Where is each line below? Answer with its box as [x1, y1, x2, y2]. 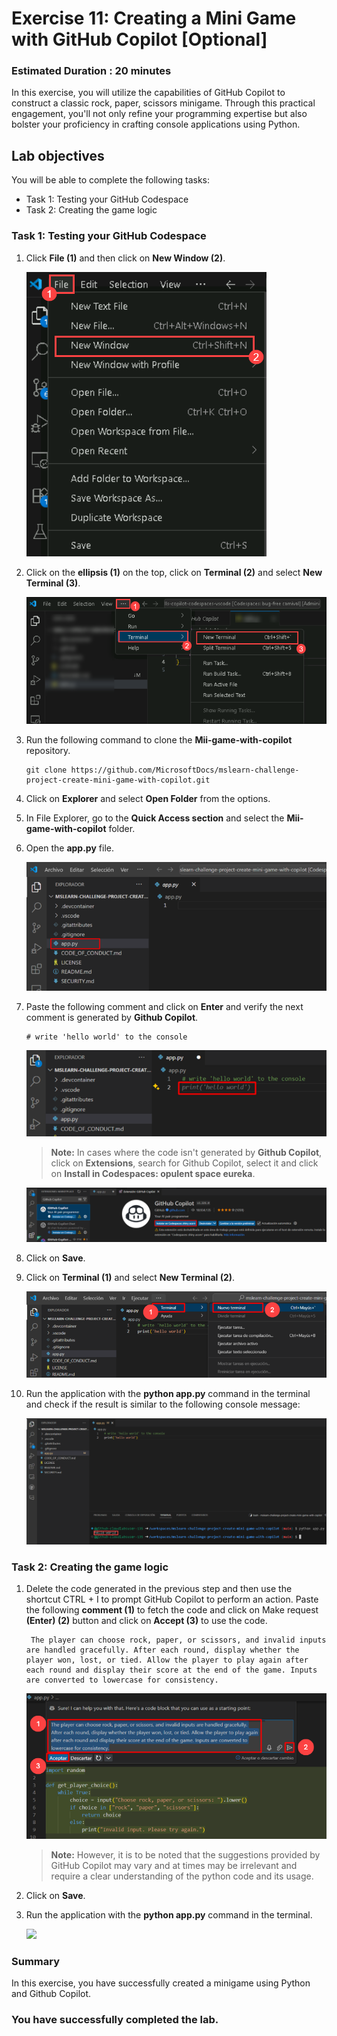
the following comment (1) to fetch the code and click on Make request [25, 1604, 319, 1616]
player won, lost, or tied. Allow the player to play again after [25, 1655, 309, 1666]
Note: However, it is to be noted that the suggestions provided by [50, 1848, 321, 1861]
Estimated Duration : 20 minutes [11, 64, 172, 78]
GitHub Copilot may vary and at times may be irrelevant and [50, 1859, 298, 1871]
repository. [25, 744, 71, 756]
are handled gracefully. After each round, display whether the [25, 1645, 300, 1656]
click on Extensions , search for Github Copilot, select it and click [50, 1157, 319, 1169]
